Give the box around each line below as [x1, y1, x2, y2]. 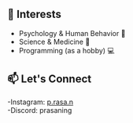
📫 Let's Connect [7, 72, 92, 86]
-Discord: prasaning [7, 105, 72, 114]
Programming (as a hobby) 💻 [18, 45, 115, 55]
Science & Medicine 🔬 [18, 37, 91, 46]
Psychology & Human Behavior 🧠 [18, 28, 126, 38]
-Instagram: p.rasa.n [7, 97, 74, 107]
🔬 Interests [7, 8, 62, 21]
